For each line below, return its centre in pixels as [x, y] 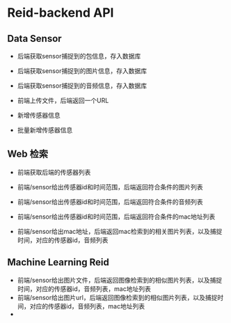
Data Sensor [34, 39]
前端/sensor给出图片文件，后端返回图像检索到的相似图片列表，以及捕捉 [120, 280]
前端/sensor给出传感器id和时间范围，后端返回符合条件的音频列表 [110, 202]
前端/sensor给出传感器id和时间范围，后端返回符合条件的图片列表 [110, 187]
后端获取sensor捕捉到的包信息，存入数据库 [79, 56]
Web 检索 [28, 154]
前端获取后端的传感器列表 [54, 172]
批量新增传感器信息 [45, 130]
